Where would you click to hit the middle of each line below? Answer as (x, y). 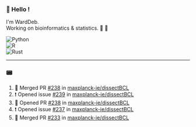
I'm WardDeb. (22, 22)
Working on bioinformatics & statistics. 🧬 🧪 (57, 28)
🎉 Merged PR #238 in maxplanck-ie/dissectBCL (72, 87)
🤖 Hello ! (18, 9)
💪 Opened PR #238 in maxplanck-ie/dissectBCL (72, 103)
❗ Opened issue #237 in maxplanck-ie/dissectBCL (74, 109)
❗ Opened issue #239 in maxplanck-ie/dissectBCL (74, 94)
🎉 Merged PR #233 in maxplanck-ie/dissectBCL (72, 117)
